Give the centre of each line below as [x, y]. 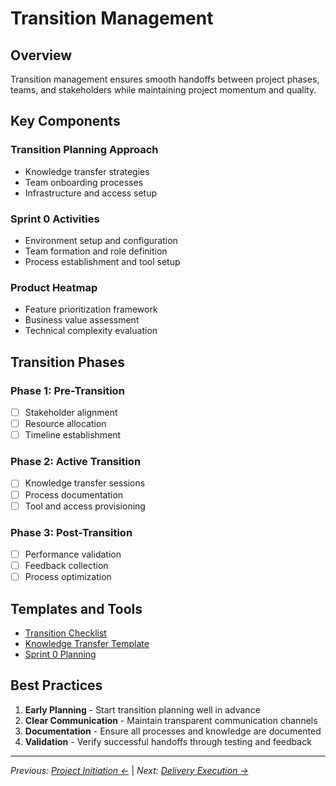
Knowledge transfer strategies [87, 171]
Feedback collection [66, 565]
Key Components [65, 121]
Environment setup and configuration [101, 240]
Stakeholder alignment [71, 412]
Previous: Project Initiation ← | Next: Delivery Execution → [129, 770]
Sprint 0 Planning [60, 654]
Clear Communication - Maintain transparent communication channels [171, 720]
